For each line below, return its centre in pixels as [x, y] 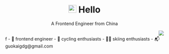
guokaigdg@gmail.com [29, 46]
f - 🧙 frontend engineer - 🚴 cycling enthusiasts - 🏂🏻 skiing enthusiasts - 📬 [82, 38]
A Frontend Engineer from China [84, 23]
